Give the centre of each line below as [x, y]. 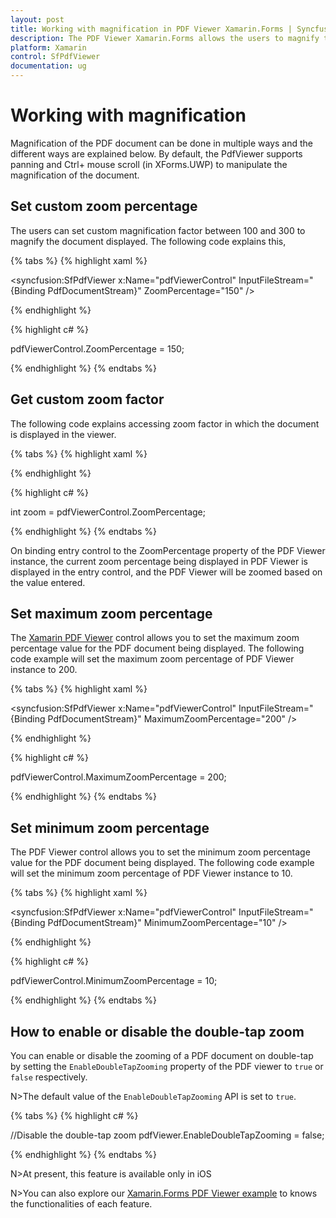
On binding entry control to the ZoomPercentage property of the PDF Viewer [168, 550]
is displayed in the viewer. [63, 434]
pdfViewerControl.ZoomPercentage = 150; [97, 348]
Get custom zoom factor [87, 399]
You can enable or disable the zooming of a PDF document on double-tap [162, 1055]
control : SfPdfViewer [55, 57]
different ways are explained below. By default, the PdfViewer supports [156, 153]
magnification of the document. [75, 175]
